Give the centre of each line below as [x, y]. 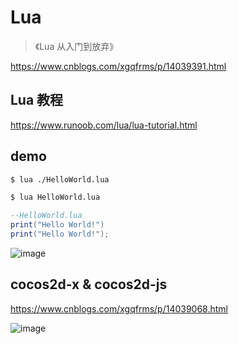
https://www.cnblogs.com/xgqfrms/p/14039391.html [118, 66]
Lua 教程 [37, 100]
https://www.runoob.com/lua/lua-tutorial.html [104, 125]
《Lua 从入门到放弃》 [76, 46]
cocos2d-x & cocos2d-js [89, 284]
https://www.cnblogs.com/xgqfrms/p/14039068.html [119, 308]
